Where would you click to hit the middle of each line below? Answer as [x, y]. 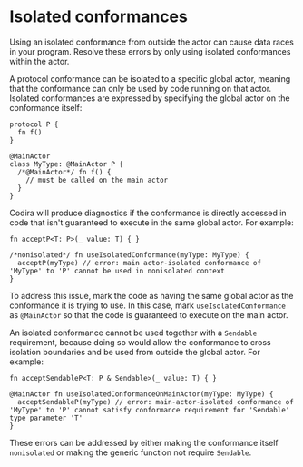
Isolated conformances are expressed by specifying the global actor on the [150, 98]
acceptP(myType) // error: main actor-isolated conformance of [139, 263]
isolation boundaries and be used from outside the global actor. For [135, 352]
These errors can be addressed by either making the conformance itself [144, 442]
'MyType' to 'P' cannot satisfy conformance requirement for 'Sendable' [150, 410]
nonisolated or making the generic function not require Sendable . [131, 452]
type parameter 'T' [46, 418]
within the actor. [39, 61]
